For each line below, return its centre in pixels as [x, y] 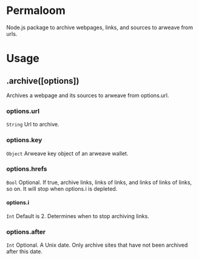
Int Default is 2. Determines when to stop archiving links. [78, 216]
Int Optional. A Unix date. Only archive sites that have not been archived [97, 245]
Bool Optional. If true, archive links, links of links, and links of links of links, [99, 182]
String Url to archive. [33, 125]
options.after [26, 231]
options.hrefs [27, 169]
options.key [24, 140]
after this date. [25, 251]
